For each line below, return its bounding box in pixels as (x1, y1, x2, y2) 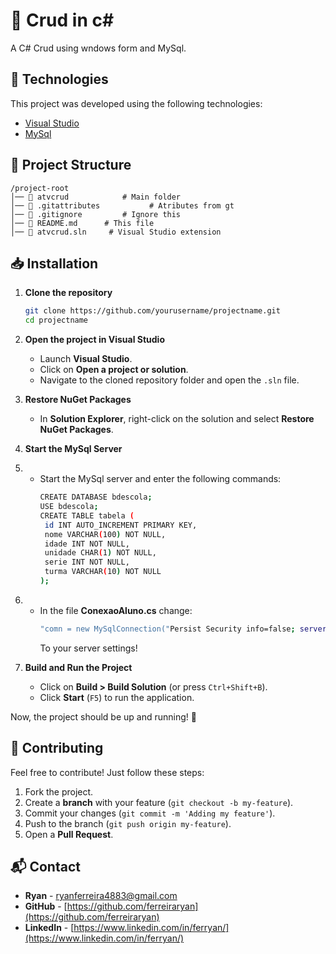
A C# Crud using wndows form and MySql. (10, 42, 187, 54)
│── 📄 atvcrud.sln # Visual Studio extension (10, 227, 222, 237)
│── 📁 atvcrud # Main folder (10, 192, 182, 202)
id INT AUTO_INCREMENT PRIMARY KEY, (44, 520, 198, 530)
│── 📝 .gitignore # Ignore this (10, 209, 182, 219)
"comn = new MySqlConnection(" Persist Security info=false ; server (39, 624, 327, 634)
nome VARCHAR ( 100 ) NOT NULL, (44, 529, 167, 539)
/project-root (10, 183, 70, 193)
